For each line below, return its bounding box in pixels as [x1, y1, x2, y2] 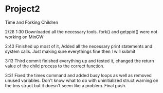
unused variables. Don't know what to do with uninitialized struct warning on [5, 77, 159, 83]
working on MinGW [5, 34, 44, 40]
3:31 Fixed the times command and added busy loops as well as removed [5, 72, 152, 78]
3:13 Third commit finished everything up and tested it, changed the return [5, 58, 154, 63]
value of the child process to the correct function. [5, 63, 105, 69]
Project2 [5, 3, 40, 15]
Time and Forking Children [5, 19, 58, 25]
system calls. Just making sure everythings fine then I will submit [5, 48, 136, 54]
